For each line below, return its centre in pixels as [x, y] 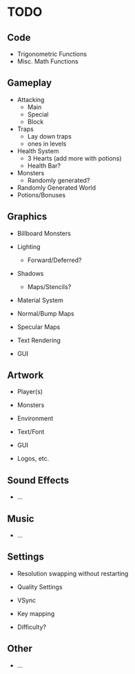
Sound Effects [38, 480]
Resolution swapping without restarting [73, 573]
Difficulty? [32, 627]
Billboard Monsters [44, 233]
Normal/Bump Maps [45, 313]
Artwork [25, 376]
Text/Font [31, 432]
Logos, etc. [33, 459]
